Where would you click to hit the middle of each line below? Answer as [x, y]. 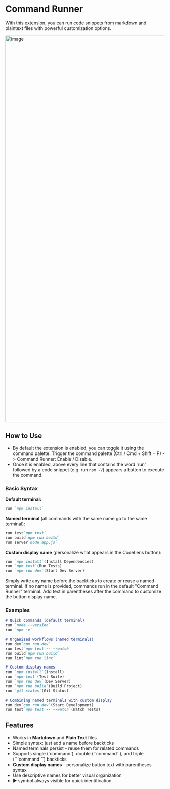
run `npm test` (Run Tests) [34, 566]
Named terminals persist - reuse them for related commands [76, 748]
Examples [18, 610]
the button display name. [31, 597]
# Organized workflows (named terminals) [50, 639]
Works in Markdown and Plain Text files [55, 738]
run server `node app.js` [31, 542]
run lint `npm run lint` [30, 658]
